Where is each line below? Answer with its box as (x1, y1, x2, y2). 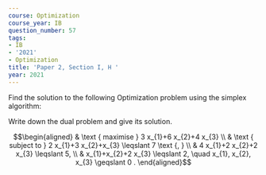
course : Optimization (8, 11, 80, 20)
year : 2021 (8, 71, 44, 79)
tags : (8, 33, 26, 42)
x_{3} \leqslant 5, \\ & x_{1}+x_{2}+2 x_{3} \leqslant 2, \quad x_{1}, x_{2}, (15, 149, 252, 158)
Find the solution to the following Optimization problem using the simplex (8, 92, 247, 102)
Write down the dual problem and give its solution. (8, 116, 172, 126)
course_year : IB (8, 19, 62, 27)
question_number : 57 (8, 26, 77, 34)
